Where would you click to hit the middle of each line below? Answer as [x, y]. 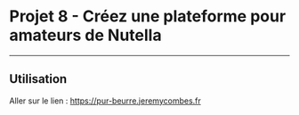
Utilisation [38, 79]
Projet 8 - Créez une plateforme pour [148, 16]
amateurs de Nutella [85, 35]
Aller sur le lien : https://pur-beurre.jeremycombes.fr [105, 101]
